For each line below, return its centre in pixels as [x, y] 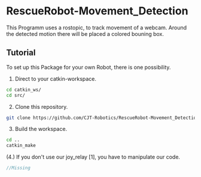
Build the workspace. [41, 129]
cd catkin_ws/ [24, 90]
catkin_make [21, 146]
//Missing [19, 168]
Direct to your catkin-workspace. [56, 78]
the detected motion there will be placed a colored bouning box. [85, 33]
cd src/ [16, 95]
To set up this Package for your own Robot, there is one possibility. [89, 67]
